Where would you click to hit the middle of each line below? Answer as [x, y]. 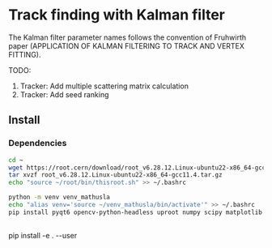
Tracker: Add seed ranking [64, 94]
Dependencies [38, 143]
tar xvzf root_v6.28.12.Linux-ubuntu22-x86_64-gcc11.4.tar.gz [115, 175]
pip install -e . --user [43, 236]
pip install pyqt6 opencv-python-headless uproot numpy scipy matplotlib [136, 212]
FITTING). [25, 54]
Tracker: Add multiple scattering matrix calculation [104, 86]
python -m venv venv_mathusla [59, 197]
